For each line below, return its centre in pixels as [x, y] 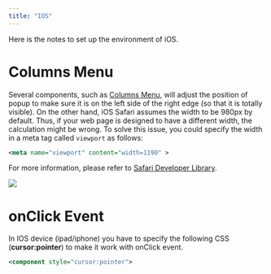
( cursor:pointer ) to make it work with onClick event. [96, 247]
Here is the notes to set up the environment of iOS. [94, 39]
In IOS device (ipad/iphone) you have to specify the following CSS [119, 239]
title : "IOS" [31, 16]
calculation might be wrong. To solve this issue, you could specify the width [135, 129]
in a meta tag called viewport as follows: [76, 137]
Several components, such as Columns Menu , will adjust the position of [128, 94]
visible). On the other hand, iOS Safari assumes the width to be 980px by [131, 111]
